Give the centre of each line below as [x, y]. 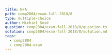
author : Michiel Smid [27, 23]
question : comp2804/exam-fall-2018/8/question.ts [56, 27]
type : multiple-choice [28, 18]
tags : [10, 36]
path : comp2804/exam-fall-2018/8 [39, 14]
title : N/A [16, 9]
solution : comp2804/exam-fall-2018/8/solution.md [56, 32]
